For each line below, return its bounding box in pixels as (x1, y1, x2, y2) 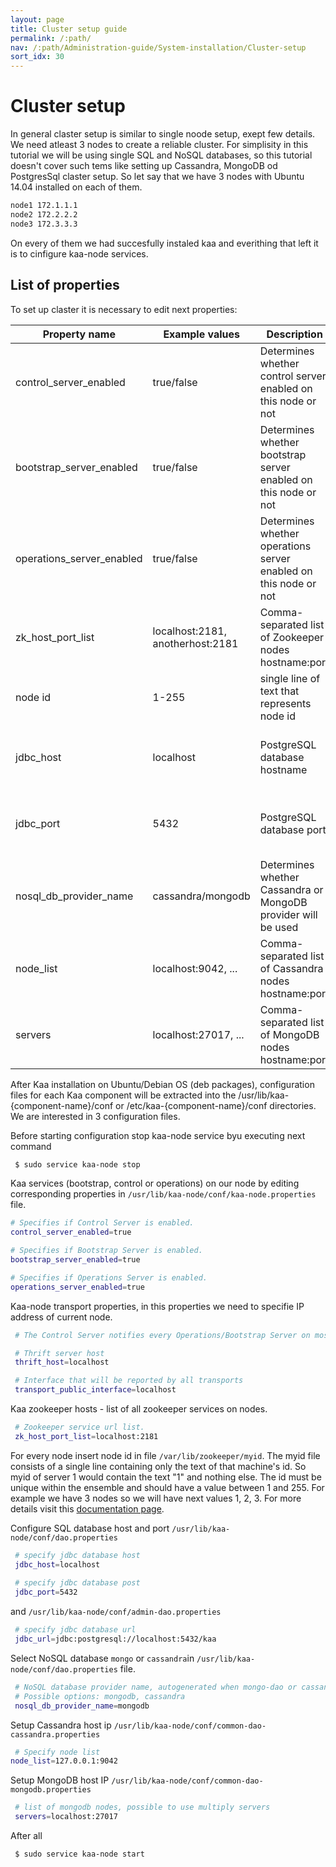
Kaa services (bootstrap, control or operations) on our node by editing (10, 1177, 300, 1190)
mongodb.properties (10, 1785, 92, 1795)
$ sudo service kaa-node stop (14, 1159, 141, 1170)
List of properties (10, 277, 120, 294)
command (10, 1140, 52, 1152)
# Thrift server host (14, 1348, 105, 1358)
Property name (42, 327, 116, 341)
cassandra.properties (10, 1729, 101, 1740)
